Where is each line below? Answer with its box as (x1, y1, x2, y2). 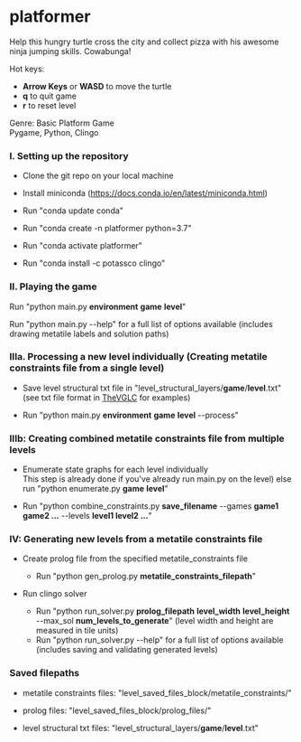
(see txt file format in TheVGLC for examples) (22, 391, 191, 403)
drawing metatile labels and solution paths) (9, 328, 169, 339)
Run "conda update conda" (22, 205, 124, 216)
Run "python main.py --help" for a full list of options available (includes (9, 318, 273, 329)
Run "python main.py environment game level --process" (22, 409, 239, 420)
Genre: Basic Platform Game (9, 117, 114, 128)
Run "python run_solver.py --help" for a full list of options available (35, 634, 284, 645)
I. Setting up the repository (9, 149, 129, 162)
